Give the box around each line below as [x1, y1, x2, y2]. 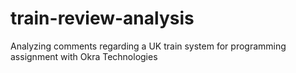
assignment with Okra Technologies [10, 50, 158, 62]
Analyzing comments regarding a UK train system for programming [10, 40, 287, 52]
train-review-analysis [10, 7, 195, 30]
